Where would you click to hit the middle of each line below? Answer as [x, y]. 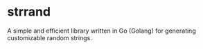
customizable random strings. [50, 37]
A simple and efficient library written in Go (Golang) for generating [101, 31]
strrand [29, 12]
